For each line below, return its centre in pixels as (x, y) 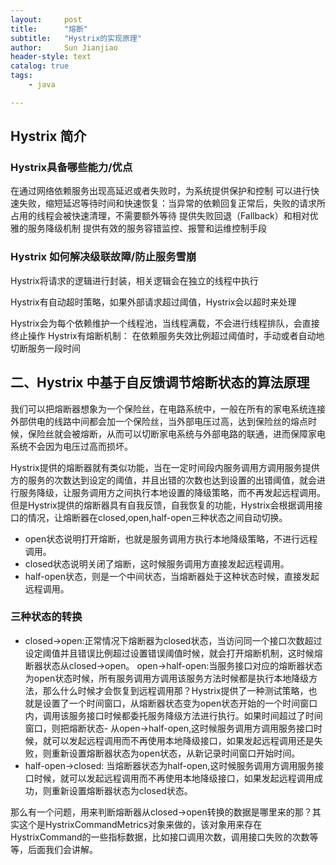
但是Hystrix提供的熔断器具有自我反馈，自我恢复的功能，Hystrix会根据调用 (162, 505)
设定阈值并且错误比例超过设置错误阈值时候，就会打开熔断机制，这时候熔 (173, 653)
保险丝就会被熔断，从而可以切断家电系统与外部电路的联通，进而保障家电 (176, 433)
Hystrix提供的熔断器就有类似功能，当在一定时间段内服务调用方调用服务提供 (165, 467)
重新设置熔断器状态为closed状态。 (122, 790)
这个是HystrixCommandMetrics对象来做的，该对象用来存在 (140, 824)
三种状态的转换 (46, 617)
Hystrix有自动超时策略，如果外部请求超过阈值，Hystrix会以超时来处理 (153, 302)
